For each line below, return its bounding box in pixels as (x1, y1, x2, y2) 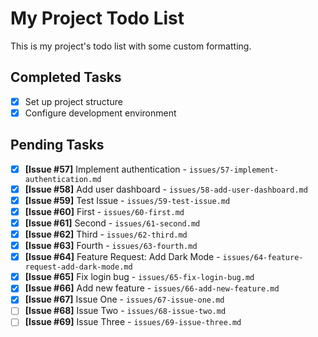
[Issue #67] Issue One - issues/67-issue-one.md (24, 293, 225, 306)
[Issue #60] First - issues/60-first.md (24, 205, 185, 217)
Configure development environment (24, 107, 177, 119)
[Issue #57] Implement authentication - (24, 163, 187, 175)
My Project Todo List (10, 7, 185, 30)
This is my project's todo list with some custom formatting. (10, 40, 252, 52)
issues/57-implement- (188, 165, 280, 175)
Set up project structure (24, 95, 123, 107)
